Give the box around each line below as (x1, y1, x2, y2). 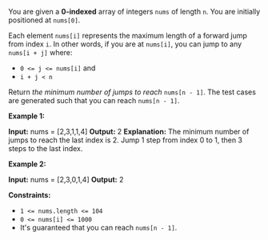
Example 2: (8, 159, 46, 169)
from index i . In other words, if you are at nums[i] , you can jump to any (8, 39, 242, 49)
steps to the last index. (8, 144, 83, 153)
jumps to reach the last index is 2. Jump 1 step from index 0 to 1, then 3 (8, 135, 242, 145)
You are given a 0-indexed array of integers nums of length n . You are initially (8, 7, 261, 16)
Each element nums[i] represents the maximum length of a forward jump (8, 31, 248, 40)
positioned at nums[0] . (8, 15, 81, 25)
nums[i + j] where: (8, 48, 73, 57)
